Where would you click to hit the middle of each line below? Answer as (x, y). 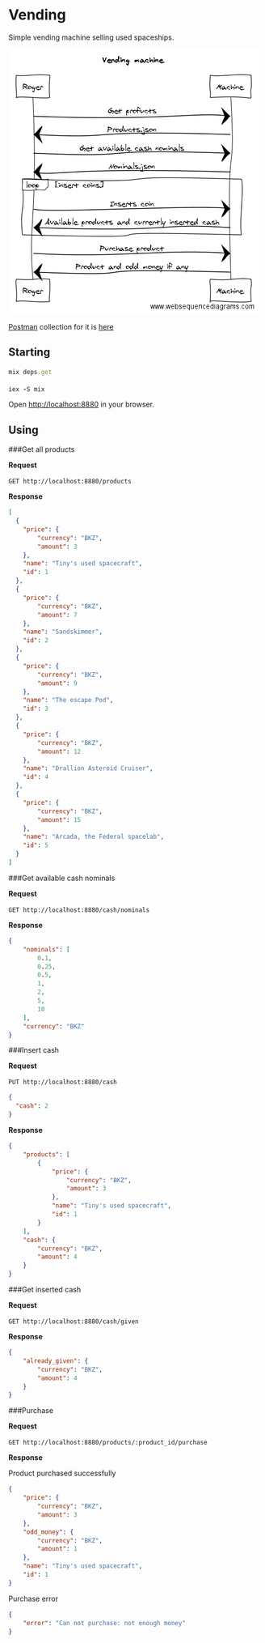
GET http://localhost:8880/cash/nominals (79, 910)
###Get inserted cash (45, 1290)
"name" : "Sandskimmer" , (63, 632)
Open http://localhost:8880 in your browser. (82, 404)
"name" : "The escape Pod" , (68, 700)
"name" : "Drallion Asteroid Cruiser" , (88, 768)
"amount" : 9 (58, 683)
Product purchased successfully (62, 1473)
